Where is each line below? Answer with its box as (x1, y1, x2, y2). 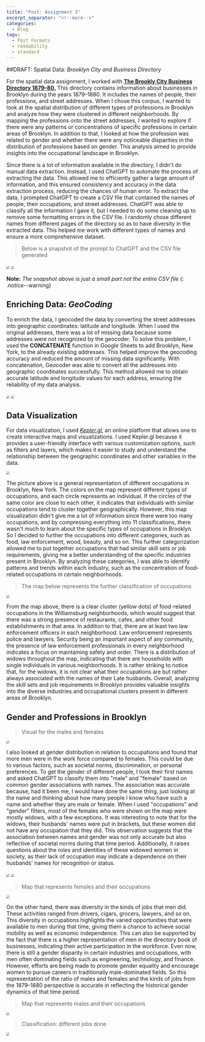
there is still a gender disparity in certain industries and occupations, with (6, 949, 192, 957)
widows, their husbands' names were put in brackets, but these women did (6, 820, 196, 828)
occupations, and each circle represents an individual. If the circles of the (6, 492, 192, 500)
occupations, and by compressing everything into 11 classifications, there (6, 519, 191, 526)
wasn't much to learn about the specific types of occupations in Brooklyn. (6, 525, 193, 532)
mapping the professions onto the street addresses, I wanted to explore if (6, 117, 192, 124)
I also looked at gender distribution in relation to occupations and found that (6, 749, 198, 756)
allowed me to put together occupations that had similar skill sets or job (6, 545, 187, 552)
